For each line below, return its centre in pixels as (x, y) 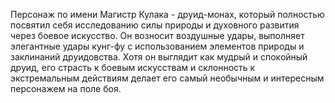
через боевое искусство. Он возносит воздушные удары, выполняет (157, 35)
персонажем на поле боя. (66, 88)
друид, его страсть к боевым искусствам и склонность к (133, 67)
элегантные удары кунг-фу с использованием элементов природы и (157, 46)
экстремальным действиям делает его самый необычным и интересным (167, 78)
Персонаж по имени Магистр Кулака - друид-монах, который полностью (167, 14)
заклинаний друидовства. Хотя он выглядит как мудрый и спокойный (159, 57)
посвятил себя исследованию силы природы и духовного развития (155, 25)
